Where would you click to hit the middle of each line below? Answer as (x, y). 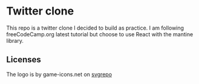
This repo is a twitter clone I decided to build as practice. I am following (95, 28)
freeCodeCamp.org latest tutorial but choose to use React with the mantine (100, 34)
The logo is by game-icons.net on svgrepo (59, 74)
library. (15, 40)
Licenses (24, 60)
